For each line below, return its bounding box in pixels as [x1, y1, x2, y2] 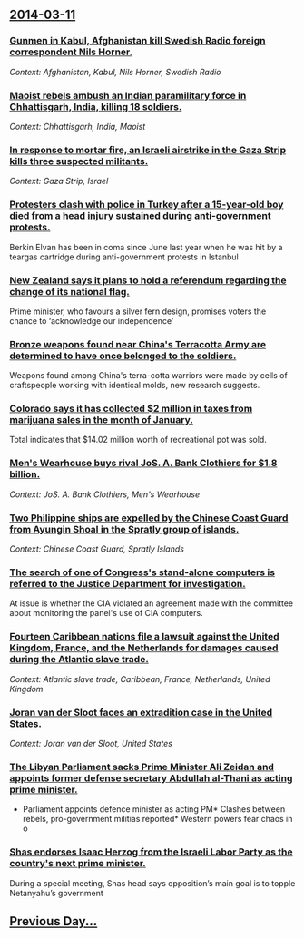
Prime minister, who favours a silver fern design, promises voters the [9, 306, 267, 317]
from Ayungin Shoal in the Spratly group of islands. [9, 523, 240, 535]
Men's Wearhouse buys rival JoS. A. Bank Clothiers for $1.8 [9, 457, 278, 470]
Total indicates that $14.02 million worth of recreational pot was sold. [9, 435, 268, 445]
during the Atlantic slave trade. [9, 653, 150, 666]
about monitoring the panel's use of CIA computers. [9, 608, 203, 619]
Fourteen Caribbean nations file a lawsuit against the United [9, 630, 279, 643]
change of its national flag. [9, 285, 130, 298]
